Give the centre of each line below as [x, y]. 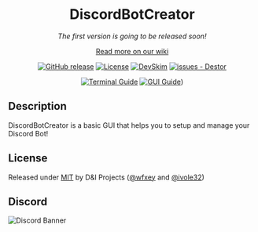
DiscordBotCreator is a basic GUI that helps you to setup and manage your [129, 125]
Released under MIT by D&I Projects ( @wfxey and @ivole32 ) [106, 177]
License [28, 158]
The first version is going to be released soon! [132, 36]
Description [37, 106]
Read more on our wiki [132, 51]
